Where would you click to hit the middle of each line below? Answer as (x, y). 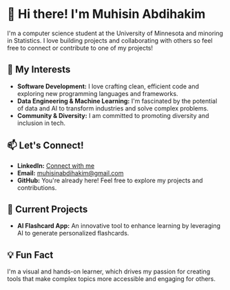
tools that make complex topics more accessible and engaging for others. (111, 279)
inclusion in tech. (41, 123)
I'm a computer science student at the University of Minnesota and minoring (115, 33)
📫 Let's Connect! (45, 145)
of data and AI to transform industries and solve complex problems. (113, 108)
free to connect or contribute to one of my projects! (80, 48)
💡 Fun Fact (30, 255)
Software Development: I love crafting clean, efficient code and (108, 86)
